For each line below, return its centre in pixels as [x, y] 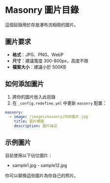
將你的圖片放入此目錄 [34, 97]
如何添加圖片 [25, 84]
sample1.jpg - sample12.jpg [40, 165]
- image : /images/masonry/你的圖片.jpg [49, 117]
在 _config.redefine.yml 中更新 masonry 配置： [59, 103]
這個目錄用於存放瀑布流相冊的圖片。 [42, 25]
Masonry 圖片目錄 [42, 10]
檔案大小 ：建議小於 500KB [39, 67]
